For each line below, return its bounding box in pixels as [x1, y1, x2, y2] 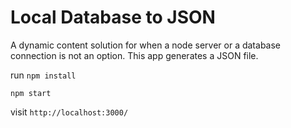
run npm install [10, 69, 77, 81]
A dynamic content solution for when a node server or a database [10, 39, 282, 51]
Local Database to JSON [10, 6, 216, 29]
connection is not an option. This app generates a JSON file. [10, 49, 259, 61]
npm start [10, 88, 52, 98]
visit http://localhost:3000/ [10, 106, 129, 118]
